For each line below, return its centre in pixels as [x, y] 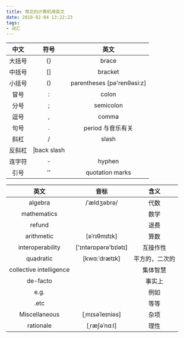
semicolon [109, 106]
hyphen [108, 162]
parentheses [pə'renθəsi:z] [108, 83]
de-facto [39, 281]
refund [39, 225]
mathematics [39, 214]
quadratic [39, 259]
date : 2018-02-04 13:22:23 [39, 17]
